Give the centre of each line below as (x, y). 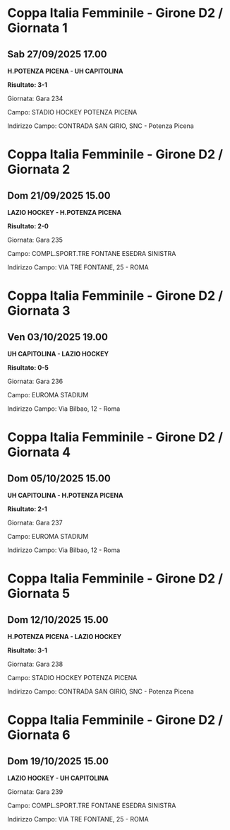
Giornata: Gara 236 (35, 381)
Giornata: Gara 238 (35, 664)
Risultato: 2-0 (28, 226)
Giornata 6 (39, 735)
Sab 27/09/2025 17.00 (57, 54)
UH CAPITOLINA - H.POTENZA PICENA (65, 495)
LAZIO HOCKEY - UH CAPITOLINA (58, 778)
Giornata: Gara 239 (35, 792)
